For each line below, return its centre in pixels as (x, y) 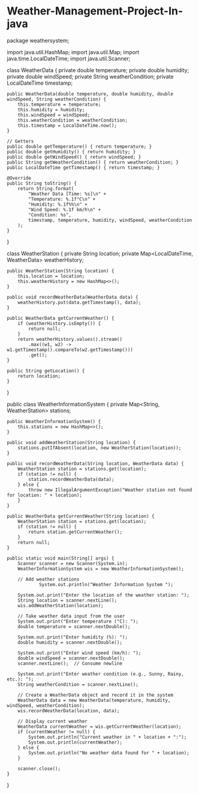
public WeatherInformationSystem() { (54, 421)
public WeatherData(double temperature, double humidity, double (90, 94)
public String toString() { (42, 183)
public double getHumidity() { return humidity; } (71, 151)
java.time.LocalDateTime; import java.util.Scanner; (69, 58)
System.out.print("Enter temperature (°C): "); (78, 621)
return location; (39, 376)
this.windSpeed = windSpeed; (54, 115)
